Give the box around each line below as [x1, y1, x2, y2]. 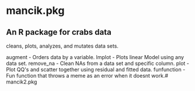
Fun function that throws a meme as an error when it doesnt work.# [6, 72, 168, 79]
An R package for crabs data [6, 27, 112, 37]
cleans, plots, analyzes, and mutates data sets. [6, 42, 119, 49]
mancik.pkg [6, 4, 65, 17]
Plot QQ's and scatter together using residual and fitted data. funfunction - [6, 66, 186, 73]
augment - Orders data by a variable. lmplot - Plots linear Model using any [6, 54, 184, 60]
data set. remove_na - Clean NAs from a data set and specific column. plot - [6, 60, 190, 67]
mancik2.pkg [6, 78, 37, 85]
